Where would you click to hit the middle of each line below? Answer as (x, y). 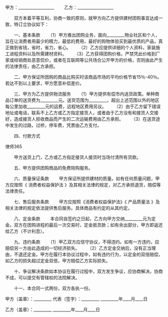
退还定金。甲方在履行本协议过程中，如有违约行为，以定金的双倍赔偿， (90, 254)
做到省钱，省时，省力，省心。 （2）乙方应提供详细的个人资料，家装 (82, 47)
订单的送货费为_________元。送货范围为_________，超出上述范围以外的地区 (84, 100)
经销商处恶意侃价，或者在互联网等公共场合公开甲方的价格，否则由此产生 (88, 60)
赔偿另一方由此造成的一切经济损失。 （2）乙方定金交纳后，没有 (74, 248)
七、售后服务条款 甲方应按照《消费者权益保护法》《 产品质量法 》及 (87, 202)
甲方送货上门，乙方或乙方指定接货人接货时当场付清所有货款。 (77, 157)
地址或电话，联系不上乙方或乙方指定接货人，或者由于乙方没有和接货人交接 (82, 113)
